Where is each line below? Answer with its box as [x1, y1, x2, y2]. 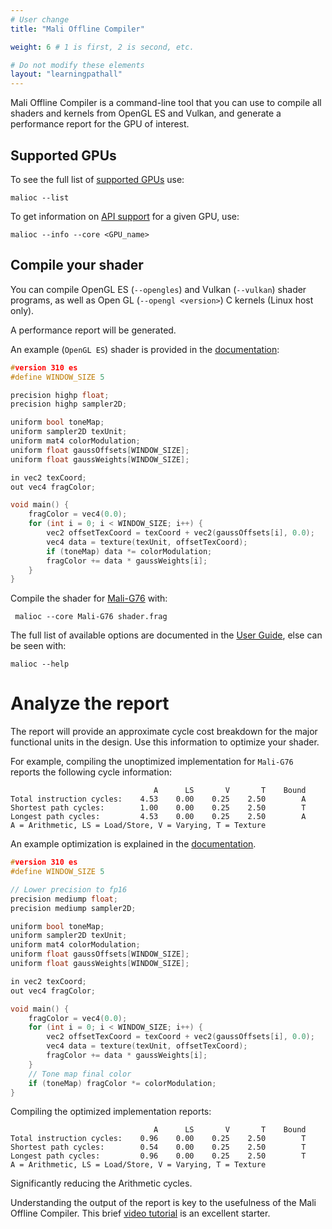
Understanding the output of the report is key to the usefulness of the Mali [10, 1197, 317, 1209]
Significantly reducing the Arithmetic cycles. [10, 1177, 193, 1190]
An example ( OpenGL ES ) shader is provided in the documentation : [10, 343, 280, 355]
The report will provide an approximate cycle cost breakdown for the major [10, 726, 318, 738]
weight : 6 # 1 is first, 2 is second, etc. [10, 42, 195, 52]
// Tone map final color [28, 1069, 132, 1079]
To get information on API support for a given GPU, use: [10, 210, 240, 222]
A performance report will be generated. [10, 324, 177, 336]
